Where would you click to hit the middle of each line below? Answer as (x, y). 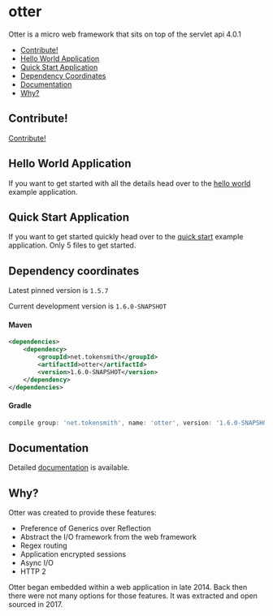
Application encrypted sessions (73, 554)
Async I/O (37, 563)
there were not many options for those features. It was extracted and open (133, 596)
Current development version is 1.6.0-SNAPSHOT (88, 306)
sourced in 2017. (36, 605)
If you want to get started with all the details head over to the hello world (130, 183)
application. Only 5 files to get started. (72, 245)
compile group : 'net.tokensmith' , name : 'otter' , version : (110, 423)
